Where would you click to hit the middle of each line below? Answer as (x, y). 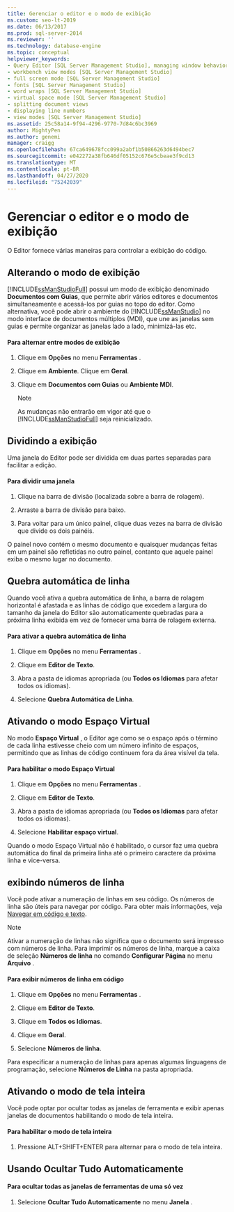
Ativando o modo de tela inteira (76, 1091)
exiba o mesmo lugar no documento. (60, 559)
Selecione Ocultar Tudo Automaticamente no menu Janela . (105, 1202)
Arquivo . (21, 963)
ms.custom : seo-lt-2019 (42, 20)
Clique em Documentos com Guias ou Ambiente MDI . (95, 384)
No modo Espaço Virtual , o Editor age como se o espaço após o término (112, 738)
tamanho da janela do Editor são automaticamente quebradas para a (105, 613)
